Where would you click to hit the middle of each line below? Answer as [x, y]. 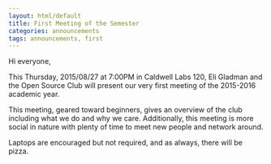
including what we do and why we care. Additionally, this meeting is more [131, 119]
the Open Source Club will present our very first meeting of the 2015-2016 [132, 86]
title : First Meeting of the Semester [74, 23]
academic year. [34, 95]
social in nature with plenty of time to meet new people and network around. [136, 127]
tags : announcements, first [56, 38]
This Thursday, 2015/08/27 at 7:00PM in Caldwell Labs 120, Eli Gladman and [135, 77]
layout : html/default [45, 16]
